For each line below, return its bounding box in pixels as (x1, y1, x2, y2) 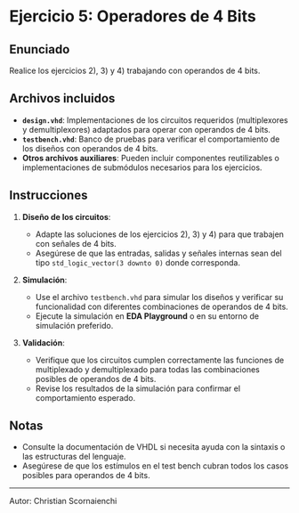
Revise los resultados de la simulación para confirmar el (35, 383, 241, 394)
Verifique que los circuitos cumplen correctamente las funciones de (35, 354, 285, 365)
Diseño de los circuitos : (21, 211, 111, 222)
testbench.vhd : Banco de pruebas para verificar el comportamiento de (21, 134, 280, 144)
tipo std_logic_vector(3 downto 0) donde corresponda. (35, 256, 240, 268)
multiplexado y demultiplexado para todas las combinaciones (35, 363, 260, 375)
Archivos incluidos (9, 91, 116, 106)
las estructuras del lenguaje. (21, 452, 126, 462)
